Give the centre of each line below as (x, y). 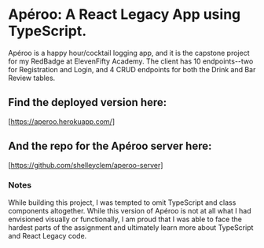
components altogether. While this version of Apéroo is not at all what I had (130, 210)
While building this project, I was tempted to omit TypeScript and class (122, 202)
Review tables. (32, 78)
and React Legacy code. (48, 235)
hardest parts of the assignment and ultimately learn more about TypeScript (131, 227)
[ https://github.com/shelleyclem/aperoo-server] (86, 165)
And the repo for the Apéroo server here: (110, 146)
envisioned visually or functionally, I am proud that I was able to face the (125, 219)
